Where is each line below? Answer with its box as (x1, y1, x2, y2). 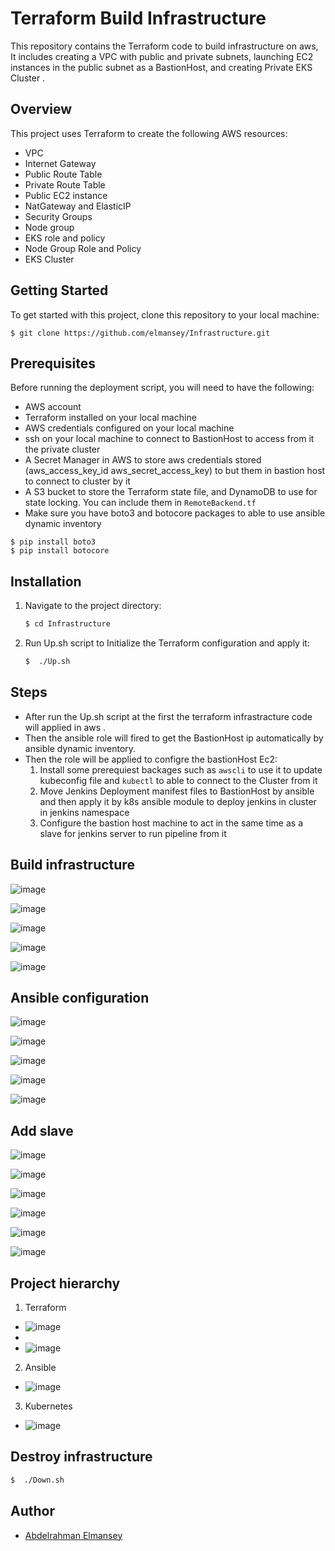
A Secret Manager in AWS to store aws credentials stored (24, 454, 262, 466)
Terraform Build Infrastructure (10, 7, 267, 30)
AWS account (24, 401, 82, 413)
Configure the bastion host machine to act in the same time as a (39, 817, 304, 829)
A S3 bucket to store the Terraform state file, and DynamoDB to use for (24, 486, 318, 498)
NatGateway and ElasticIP (24, 200, 132, 212)
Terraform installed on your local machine (24, 412, 197, 424)
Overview (10, 101, 73, 118)
